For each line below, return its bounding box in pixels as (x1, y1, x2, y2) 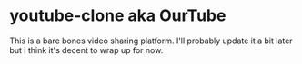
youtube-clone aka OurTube (9, 5, 226, 26)
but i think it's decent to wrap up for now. (9, 44, 164, 55)
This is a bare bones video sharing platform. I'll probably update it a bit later (9, 35, 293, 46)
